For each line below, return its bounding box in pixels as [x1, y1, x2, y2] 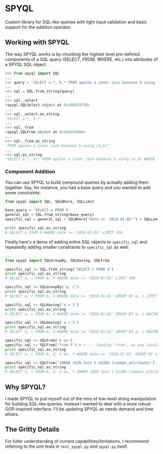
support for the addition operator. [5, 24, 72, 30]
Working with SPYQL [5, 38, 69, 47]
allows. [5, 411, 19, 417]
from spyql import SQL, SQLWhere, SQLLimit [5, 199, 95, 204]
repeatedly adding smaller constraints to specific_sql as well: [5, 244, 130, 250]
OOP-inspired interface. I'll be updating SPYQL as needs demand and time [5, 406, 154, 412]
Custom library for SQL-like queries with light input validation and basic [5, 19, 147, 25]
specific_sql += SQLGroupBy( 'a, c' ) [5, 285, 79, 290]
